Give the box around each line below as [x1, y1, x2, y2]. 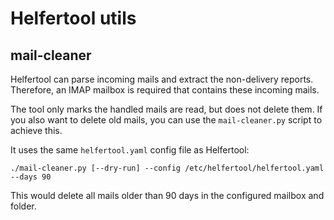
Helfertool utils [10, 7, 137, 30]
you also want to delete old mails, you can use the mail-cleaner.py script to [10, 114, 323, 126]
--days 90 [10, 172, 52, 182]
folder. [10, 200, 37, 212]
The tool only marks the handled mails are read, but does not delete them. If [10, 103, 323, 115]
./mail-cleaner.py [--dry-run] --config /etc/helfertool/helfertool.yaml [10, 163, 325, 173]
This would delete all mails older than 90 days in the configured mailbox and [10, 190, 325, 201]
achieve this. [10, 125, 63, 136]
